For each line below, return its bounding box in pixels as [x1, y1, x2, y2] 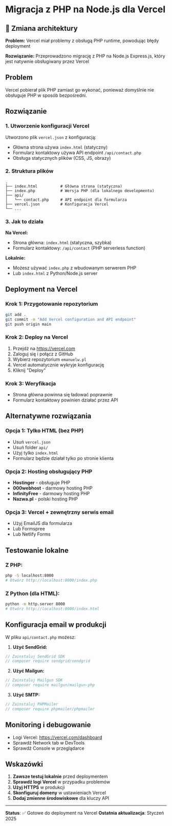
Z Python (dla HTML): [5, 590, 60, 597]
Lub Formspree [12, 526, 45, 532]
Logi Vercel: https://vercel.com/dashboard [12, 734, 102, 740]
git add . [5, 312, 27, 317]
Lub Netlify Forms [12, 531, 51, 537]
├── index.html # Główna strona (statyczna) [5, 183, 123, 189]
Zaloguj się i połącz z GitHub [12, 351, 73, 357]
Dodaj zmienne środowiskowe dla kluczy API [12, 795, 110, 801]
